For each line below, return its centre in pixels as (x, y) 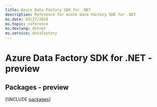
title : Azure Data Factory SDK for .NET (48, 10)
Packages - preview (37, 87)
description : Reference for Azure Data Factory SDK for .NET (71, 15)
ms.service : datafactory (31, 33)
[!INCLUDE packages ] (28, 99)
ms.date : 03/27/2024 (27, 19)
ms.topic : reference (27, 24)
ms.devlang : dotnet (26, 29)
